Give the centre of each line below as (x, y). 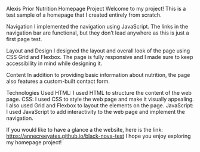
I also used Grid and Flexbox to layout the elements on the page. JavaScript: (100, 106)
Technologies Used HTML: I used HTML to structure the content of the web (99, 93)
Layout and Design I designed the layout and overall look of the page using (98, 51)
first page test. (24, 39)
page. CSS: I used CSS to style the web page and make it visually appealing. (100, 99)
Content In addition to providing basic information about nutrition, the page (98, 75)
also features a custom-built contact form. (58, 81)
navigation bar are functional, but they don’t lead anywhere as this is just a (98, 33)
